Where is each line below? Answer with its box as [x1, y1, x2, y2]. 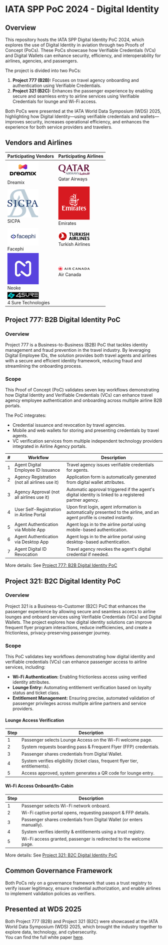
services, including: [5, 664, 46, 670]
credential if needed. [66, 551, 109, 557]
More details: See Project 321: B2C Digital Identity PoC [5, 852, 117, 858]
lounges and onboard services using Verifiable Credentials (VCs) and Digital [5, 614, 162, 620]
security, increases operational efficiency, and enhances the [25, 119, 150, 124]
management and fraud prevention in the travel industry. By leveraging [5, 347, 151, 353]
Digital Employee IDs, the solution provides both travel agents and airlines [5, 352, 157, 358]
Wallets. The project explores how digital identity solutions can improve [5, 619, 152, 625]
